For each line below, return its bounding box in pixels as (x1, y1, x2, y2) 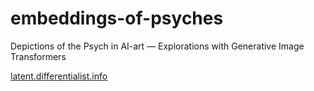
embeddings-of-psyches (10, 7, 224, 30)
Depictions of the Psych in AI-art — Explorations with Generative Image (10, 40, 305, 52)
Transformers (10, 50, 67, 62)
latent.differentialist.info (10, 70, 108, 82)
